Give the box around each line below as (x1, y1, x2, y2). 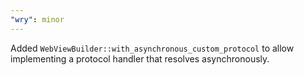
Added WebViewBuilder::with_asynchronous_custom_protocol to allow (10, 42, 295, 54)
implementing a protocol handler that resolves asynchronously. (10, 52, 270, 65)
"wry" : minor (10, 14, 65, 25)
